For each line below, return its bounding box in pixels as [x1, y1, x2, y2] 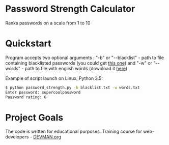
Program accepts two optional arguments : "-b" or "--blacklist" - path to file [5, 54, 164, 61]
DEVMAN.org [33, 134, 61, 140]
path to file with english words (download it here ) [24, 65, 128, 71]
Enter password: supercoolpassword [5, 90, 81, 95]
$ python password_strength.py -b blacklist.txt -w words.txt [5, 85, 140, 90]
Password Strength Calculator [5, 3, 135, 15]
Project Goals [5, 111, 64, 123]
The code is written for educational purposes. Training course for [5, 128, 143, 135]
